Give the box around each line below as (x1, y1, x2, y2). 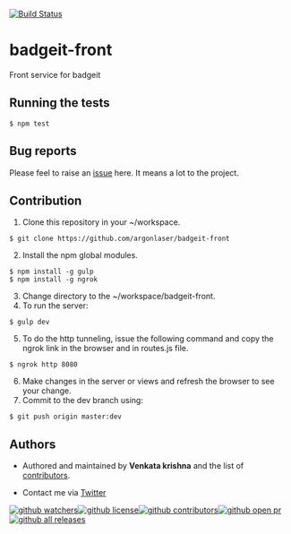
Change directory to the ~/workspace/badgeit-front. (21, 291, 216, 302)
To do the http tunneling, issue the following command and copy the (21, 333, 275, 344)
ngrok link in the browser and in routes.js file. (21, 343, 189, 354)
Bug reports (9, 143, 78, 159)
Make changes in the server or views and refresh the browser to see (21, 376, 275, 387)
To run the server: (21, 300, 89, 311)
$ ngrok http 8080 (9, 360, 78, 369)
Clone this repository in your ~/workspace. (21, 217, 181, 228)
